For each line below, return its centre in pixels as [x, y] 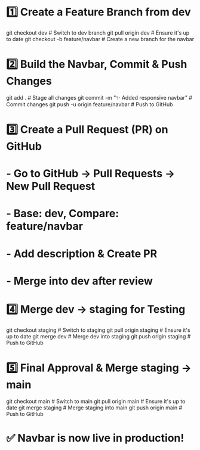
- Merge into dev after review [80, 281]
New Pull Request [51, 187]
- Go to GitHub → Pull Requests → [90, 174]
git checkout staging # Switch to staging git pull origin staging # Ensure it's [98, 330]
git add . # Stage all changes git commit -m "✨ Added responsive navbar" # [99, 97]
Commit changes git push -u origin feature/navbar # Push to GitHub [90, 104]
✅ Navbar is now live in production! [95, 438]
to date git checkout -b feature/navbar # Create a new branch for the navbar [100, 39]
